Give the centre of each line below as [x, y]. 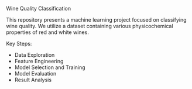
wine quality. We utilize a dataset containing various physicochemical [90, 26]
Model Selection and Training [50, 67]
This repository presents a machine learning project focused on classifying [96, 20]
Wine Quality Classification [39, 8]
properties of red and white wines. [47, 32]
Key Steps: [19, 44]
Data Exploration [35, 55]
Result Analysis [33, 80]
